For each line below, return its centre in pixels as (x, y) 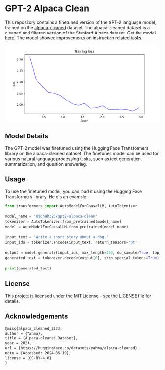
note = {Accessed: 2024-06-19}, (38, 353)
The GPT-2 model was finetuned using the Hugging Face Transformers (77, 148)
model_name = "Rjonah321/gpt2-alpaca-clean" (51, 217)
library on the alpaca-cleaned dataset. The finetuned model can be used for (82, 153)
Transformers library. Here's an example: (46, 196)
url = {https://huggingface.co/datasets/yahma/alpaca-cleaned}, (72, 348)
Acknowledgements (37, 317)
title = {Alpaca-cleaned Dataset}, (41, 338)
